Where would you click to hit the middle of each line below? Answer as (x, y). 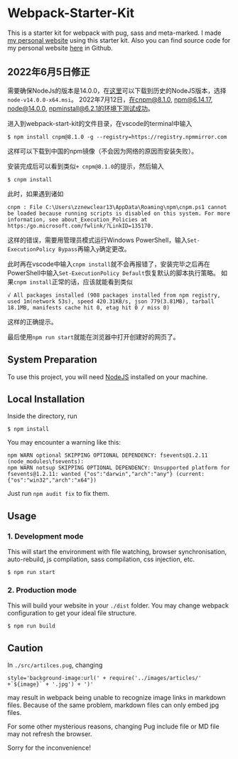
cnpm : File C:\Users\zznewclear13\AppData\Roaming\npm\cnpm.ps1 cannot (117, 207)
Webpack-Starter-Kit (71, 13)
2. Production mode (42, 590)
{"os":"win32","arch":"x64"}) (52, 481)
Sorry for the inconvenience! (49, 748)
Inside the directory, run (42, 416)
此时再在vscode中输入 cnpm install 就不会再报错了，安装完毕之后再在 (109, 264)
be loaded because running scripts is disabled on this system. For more (119, 213)
